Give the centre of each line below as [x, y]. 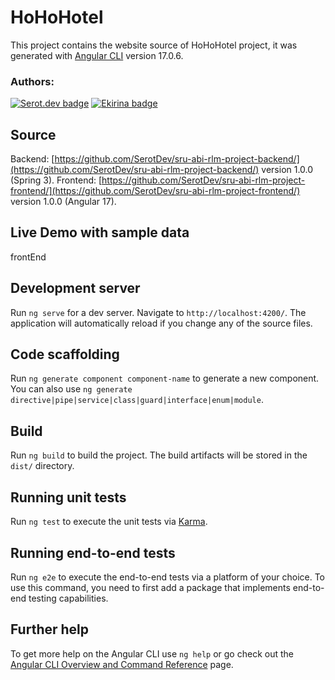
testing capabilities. [68, 598]
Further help [50, 629]
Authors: [32, 81]
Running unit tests [68, 497]
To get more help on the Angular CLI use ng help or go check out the [152, 653]
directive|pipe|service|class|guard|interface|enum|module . [137, 400]
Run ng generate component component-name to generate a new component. [165, 378]
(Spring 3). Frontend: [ [56, 180]
